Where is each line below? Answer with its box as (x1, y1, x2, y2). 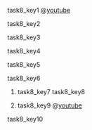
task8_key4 (7, 47, 41, 55)
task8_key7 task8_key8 (17, 88, 86, 96)
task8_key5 (7, 60, 41, 69)
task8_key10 (7, 115, 44, 123)
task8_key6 (7, 74, 41, 82)
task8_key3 (7, 33, 41, 41)
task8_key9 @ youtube (17, 101, 83, 110)
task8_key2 (7, 20, 41, 27)
